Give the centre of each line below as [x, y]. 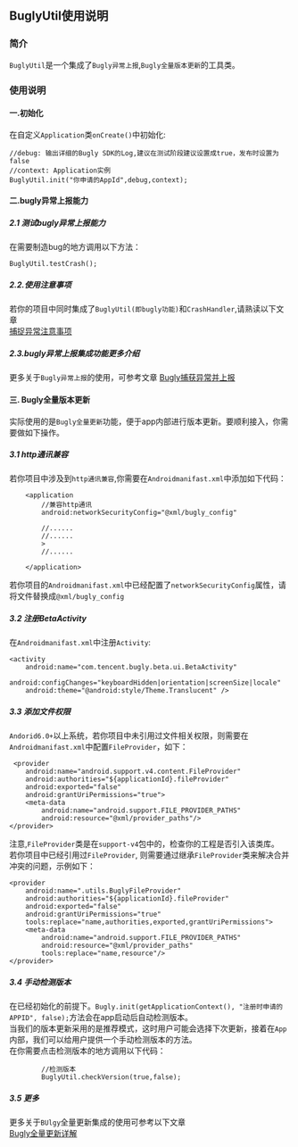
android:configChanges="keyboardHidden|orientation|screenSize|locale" [145, 683]
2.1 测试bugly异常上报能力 [58, 223]
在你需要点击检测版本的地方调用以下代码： [87, 1051]
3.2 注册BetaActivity [48, 619]
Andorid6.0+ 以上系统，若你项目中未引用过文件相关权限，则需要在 [129, 736]
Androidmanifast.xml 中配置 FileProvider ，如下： [99, 747]
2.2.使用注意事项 [40, 285]
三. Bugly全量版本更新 [50, 399]
